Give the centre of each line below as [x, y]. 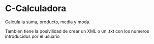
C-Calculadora [36, 8]
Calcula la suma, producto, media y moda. [48, 22]
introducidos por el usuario [32, 36]
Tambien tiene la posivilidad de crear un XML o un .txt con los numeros [77, 31]
